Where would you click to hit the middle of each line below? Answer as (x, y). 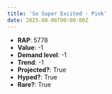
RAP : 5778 (33, 40)
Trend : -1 (30, 62)
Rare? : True (34, 84)
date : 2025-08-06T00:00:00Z (48, 20)
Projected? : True (42, 70)
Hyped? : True (37, 77)
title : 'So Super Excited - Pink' (57, 14)
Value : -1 (30, 47)
